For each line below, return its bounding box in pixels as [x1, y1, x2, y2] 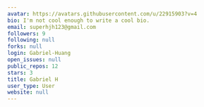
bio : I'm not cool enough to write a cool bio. [7, 17, 150, 24]
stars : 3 [7, 69, 33, 76]
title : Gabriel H [7, 75, 59, 83]
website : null [7, 89, 49, 96]
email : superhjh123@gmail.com [7, 23, 97, 30]
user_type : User [7, 82, 55, 89]
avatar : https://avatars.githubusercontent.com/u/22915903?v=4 [7, 10, 198, 18]
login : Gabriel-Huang [7, 50, 71, 57]
